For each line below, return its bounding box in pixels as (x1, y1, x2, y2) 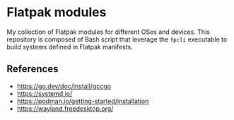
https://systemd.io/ (16, 89, 73, 97)
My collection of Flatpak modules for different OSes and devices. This (6, 28, 210, 36)
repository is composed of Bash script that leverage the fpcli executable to (6, 35, 228, 43)
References (6, 63, 59, 75)
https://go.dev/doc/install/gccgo (16, 82, 111, 90)
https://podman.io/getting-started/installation (16, 97, 149, 105)
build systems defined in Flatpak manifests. (6, 42, 134, 51)
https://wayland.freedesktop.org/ (16, 104, 114, 113)
